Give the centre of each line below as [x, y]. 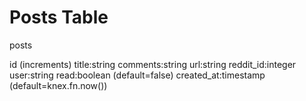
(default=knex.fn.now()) [58, 85]
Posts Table [59, 17]
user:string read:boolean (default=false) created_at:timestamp [137, 75]
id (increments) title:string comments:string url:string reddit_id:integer [153, 64]
